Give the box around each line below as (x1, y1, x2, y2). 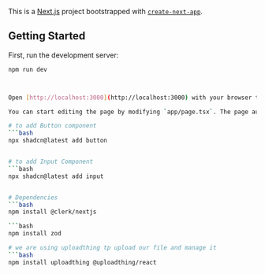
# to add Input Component (8, 157, 93, 166)
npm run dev (8, 65, 47, 73)
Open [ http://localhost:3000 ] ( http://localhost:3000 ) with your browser (8, 94, 252, 102)
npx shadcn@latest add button (8, 137, 108, 145)
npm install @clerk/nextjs (8, 208, 97, 216)
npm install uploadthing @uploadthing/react (8, 258, 157, 266)
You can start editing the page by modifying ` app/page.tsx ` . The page (8, 108, 248, 116)
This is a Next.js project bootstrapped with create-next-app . (8, 7, 203, 16)
